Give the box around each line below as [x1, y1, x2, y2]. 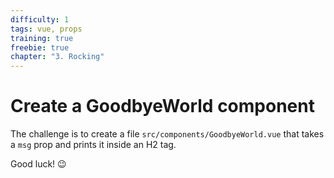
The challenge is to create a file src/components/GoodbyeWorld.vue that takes [10, 128, 325, 140]
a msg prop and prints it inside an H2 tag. [10, 139, 177, 151]
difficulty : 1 [10, 14, 70, 25]
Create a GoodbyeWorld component [10, 95, 315, 118]
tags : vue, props [10, 24, 83, 34]
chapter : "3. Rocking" [10, 52, 105, 62]
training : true [10, 33, 74, 43]
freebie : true [10, 42, 70, 53]
